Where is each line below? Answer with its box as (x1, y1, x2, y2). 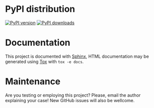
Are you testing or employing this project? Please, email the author (5, 92, 141, 98)
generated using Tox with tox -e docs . (5, 58, 84, 65)
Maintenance (5, 76, 61, 87)
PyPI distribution (5, 3, 75, 15)
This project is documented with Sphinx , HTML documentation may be (5, 53, 150, 59)
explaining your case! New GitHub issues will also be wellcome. (5, 97, 135, 103)
